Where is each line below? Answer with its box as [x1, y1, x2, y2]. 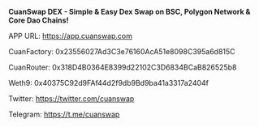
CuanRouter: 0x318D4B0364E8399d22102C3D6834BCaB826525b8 [8, 62, 237, 72]
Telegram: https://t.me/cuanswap [8, 109, 120, 119]
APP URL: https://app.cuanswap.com [8, 32, 132, 40]
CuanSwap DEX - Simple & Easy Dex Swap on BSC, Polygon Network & [8, 7, 251, 16]
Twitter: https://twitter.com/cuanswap [8, 94, 135, 104]
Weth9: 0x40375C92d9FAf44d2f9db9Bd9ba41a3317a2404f [8, 78, 209, 87]
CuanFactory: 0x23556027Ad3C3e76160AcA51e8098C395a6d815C [8, 47, 235, 56]
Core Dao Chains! [8, 15, 69, 25]
